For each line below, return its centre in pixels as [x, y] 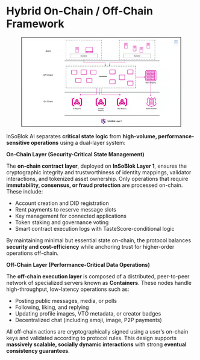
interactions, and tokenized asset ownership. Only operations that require [97, 179]
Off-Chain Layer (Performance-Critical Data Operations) [78, 265]
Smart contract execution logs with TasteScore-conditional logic [95, 229]
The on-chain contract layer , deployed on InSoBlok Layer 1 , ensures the [97, 166]
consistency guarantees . [38, 351]
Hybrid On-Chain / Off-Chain [80, 11]
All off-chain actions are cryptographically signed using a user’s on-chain [97, 332]
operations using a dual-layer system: [78, 143]
